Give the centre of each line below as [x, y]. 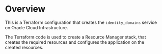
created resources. [24, 47]
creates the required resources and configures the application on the [75, 42]
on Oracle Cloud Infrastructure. [37, 27]
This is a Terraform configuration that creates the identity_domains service [81, 22]
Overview [25, 9]
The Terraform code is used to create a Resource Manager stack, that [76, 37]
